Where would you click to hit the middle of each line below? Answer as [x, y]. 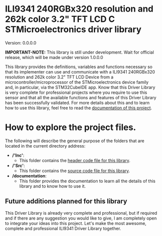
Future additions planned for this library [66, 201]
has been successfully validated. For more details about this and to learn [77, 103]
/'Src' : [18, 165]
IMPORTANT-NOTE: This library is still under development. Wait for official [80, 52]
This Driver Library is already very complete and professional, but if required [81, 213]
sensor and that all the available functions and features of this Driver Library [81, 97]
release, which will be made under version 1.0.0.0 [54, 57]
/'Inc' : [18, 155]
